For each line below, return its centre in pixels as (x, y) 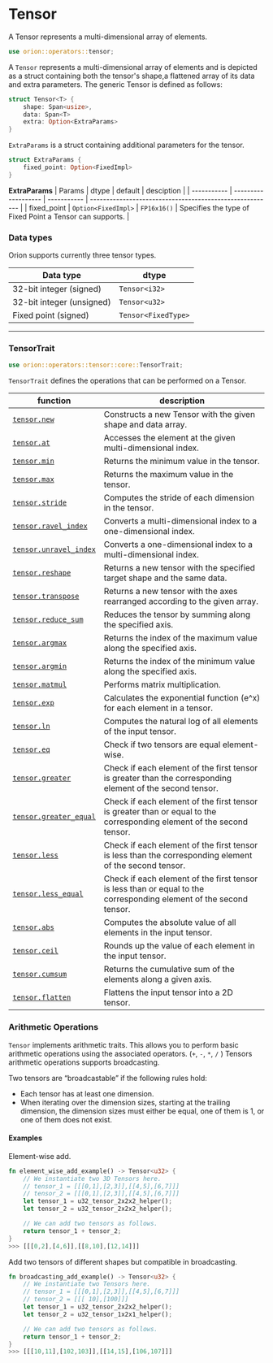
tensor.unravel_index (54, 550)
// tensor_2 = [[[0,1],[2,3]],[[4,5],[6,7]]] (102, 1194)
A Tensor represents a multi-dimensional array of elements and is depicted (133, 67)
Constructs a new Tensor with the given (180, 415)
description (182, 401)
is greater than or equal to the (160, 812)
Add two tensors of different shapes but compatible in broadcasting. (123, 1261)
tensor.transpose (46, 597)
